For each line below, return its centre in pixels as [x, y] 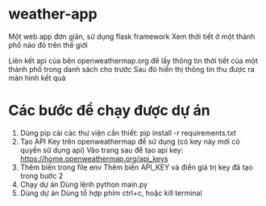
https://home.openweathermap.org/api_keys [94, 158]
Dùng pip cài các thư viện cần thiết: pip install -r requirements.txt [128, 132]
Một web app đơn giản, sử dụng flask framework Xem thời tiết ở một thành [132, 36]
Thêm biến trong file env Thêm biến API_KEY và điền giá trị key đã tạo [137, 167]
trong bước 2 [42, 175]
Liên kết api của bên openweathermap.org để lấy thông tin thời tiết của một [133, 61]
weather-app [53, 14]
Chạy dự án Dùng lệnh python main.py [84, 184]
